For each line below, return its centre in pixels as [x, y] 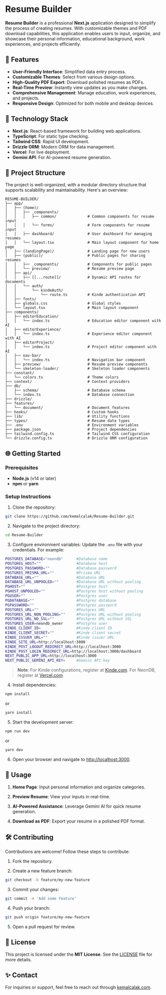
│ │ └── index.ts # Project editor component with [81, 347]
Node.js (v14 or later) [34, 478]
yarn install [19, 713]
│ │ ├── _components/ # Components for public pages [79, 264]
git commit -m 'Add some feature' [41, 899]
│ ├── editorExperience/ [33, 330]
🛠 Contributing [29, 837]
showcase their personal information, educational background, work [75, 39]
